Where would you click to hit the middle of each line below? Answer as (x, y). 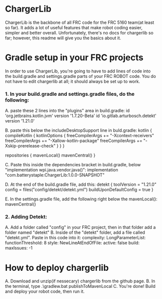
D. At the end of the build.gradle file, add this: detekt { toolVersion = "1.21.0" (81, 185)
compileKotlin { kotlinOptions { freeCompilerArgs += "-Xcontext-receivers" (80, 136)
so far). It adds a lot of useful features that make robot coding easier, (74, 27)
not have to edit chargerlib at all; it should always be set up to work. (73, 81)
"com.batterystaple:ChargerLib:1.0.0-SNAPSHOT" (55, 175)
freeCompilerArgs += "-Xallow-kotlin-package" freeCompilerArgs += (74, 141)
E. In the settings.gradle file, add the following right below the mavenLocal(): (81, 199)
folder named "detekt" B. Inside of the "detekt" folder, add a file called (75, 232)
